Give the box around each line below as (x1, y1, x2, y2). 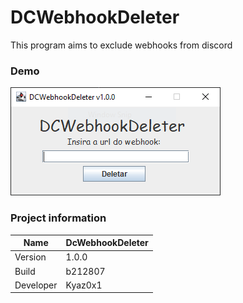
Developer (14, 279, 58, 291)
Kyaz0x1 (65, 279, 103, 291)
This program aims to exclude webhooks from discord (10, 39, 233, 51)
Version (14, 251, 47, 263)
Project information (10, 211, 107, 225)
